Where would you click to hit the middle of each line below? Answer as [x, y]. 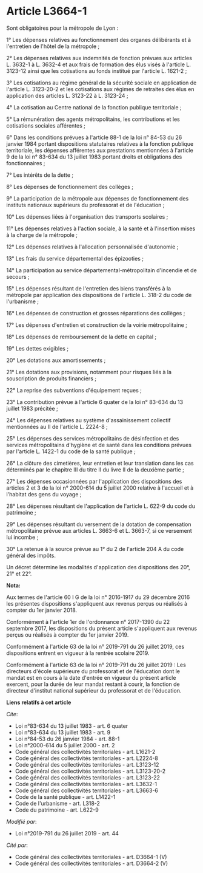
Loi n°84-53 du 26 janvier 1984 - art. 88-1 [67, 739]
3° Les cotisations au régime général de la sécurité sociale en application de [101, 83]
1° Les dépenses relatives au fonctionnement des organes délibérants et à [99, 39]
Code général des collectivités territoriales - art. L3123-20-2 [90, 771]
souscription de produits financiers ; [52, 378]
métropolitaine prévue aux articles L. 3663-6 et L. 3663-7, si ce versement [99, 530]
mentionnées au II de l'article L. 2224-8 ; [57, 426]
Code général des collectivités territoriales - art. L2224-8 [87, 758]
